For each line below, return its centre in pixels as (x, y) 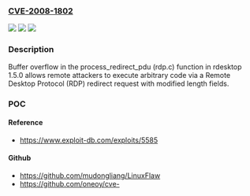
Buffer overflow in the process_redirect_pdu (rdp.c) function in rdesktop (125, 67)
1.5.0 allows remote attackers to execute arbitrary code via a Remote (119, 75)
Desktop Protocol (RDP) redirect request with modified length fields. (119, 83)
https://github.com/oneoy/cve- (69, 183)
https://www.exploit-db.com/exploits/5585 (89, 140)
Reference (26, 123)
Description (31, 50)
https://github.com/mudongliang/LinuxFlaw (90, 176)
